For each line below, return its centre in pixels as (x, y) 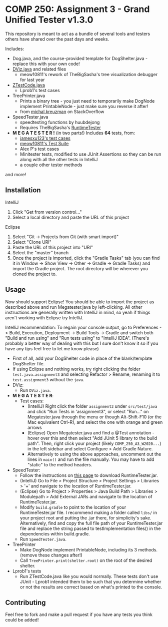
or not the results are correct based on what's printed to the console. (91, 587)
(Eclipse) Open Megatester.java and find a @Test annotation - (91, 433)
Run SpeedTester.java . (43, 539)
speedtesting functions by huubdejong (60, 122)
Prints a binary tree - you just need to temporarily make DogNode (87, 101)
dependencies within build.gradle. (55, 533)
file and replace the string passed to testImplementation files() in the (90, 528)
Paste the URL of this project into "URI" (53, 247)
